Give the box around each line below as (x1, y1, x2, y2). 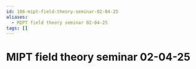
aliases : (6, 14, 28, 20)
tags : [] (6, 25, 28, 31)
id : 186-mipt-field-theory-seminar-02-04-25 (6, 8, 119, 15)
